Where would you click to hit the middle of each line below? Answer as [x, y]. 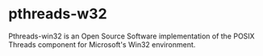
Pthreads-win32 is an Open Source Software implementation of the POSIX [132, 36]
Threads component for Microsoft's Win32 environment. [102, 44]
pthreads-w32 [58, 14]
